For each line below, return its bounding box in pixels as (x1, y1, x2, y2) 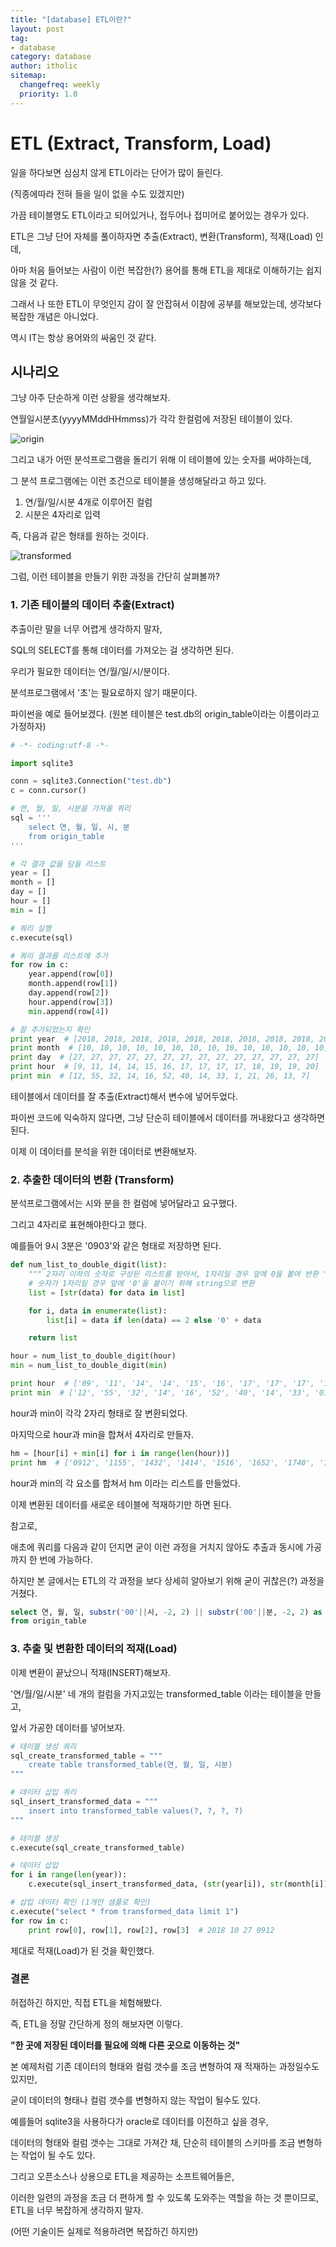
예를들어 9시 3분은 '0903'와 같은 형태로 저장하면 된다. (10, 1240, 222, 1252)
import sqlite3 (10, 758, 74, 768)
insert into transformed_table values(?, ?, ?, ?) (28, 1806, 244, 1816)
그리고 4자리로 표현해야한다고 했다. (10, 1219, 148, 1231)
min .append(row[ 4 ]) (28, 1006, 110, 1016)
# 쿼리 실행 (10, 923, 52, 933)
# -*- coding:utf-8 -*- (10, 740, 110, 750)
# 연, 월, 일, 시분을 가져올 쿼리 (10, 804, 131, 814)
